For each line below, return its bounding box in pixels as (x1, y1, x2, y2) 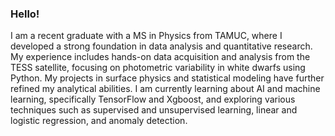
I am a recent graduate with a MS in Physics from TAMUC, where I (10, 30, 283, 42)
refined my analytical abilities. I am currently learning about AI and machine (10, 83, 321, 95)
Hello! (10, 7, 40, 21)
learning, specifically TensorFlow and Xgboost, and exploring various (10, 93, 296, 106)
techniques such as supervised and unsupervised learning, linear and (10, 104, 298, 116)
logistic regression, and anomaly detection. (10, 115, 188, 127)
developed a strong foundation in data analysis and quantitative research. (10, 40, 313, 52)
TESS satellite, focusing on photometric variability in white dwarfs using (10, 62, 306, 74)
